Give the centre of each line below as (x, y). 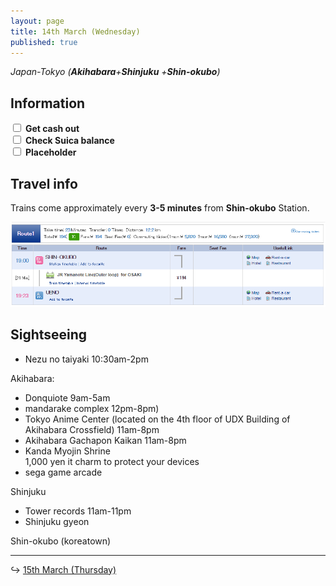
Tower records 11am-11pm (78, 511)
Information (48, 103)
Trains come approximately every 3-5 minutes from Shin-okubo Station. (160, 208)
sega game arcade (63, 472)
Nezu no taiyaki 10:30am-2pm (86, 359)
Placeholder (50, 152)
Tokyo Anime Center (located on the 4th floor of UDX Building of (157, 419)
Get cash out (52, 129)
